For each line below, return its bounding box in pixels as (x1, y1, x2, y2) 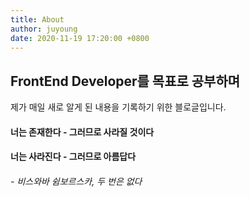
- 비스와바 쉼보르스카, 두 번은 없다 (10, 175, 143, 187)
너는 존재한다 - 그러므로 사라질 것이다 (10, 126, 155, 138)
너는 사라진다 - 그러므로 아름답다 (10, 151, 137, 163)
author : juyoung (10, 24, 78, 34)
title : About (10, 14, 65, 25)
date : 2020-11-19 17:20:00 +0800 (10, 33, 150, 43)
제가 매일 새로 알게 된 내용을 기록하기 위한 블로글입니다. (10, 101, 227, 113)
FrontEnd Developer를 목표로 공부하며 (10, 72, 241, 90)
